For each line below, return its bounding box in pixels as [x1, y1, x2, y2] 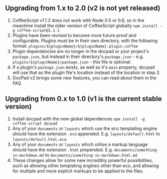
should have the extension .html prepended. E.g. [12, 146, 113, 152]
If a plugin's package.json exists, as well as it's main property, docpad [12, 64, 155, 70]
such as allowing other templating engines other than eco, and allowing [12, 162, 159, 168]
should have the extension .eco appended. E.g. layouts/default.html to [12, 130, 161, 136]
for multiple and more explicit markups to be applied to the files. [12, 167, 144, 174]
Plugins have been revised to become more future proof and [12, 32, 137, 38]
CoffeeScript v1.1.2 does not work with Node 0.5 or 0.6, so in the [12, 17, 145, 23]
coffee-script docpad [12, 121, 57, 126]
